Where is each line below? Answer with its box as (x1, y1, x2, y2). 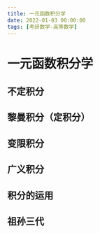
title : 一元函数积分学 (7, 10, 66, 17)
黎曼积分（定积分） (7, 111, 90, 123)
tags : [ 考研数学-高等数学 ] (7, 23, 78, 30)
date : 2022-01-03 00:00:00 (7, 17, 86, 24)
